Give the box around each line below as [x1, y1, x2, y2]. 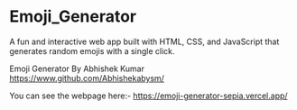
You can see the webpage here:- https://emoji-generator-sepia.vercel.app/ [9, 90, 288, 101]
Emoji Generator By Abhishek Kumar [9, 63, 144, 74]
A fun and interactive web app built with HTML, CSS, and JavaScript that [9, 36, 280, 47]
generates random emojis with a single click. [9, 45, 175, 56]
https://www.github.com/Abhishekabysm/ [9, 72, 165, 83]
